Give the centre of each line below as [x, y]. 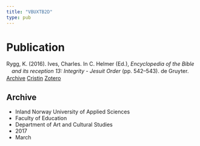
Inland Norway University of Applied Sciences [72, 112]
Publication [35, 47]
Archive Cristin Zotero [34, 78]
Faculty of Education [41, 118]
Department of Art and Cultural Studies [64, 125]
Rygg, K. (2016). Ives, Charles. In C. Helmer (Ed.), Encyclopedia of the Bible [100, 64]
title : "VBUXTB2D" [29, 12]
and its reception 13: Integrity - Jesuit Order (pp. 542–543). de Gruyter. [100, 71]
